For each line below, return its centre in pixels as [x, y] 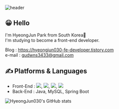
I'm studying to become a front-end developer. [52, 40]
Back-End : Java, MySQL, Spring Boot [51, 91]
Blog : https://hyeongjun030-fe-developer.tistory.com [59, 50]
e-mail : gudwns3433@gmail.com [39, 55]
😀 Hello [17, 23]
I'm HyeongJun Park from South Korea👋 [45, 35]
